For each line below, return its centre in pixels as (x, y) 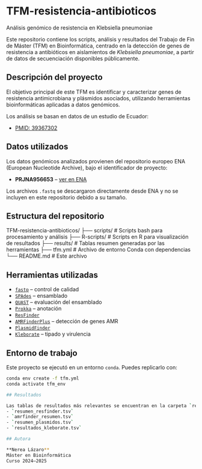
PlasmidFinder (32, 328)
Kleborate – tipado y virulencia (53, 334)
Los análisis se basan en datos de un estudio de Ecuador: (78, 116)
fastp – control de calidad (47, 289)
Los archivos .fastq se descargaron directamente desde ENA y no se (92, 191)
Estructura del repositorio (55, 216)
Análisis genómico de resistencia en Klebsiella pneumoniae (80, 28)
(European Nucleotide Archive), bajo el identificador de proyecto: (87, 168)
